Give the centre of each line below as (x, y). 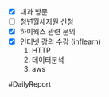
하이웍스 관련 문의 (47, 32)
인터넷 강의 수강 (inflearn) (60, 41)
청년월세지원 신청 (47, 21)
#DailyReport (30, 84)
